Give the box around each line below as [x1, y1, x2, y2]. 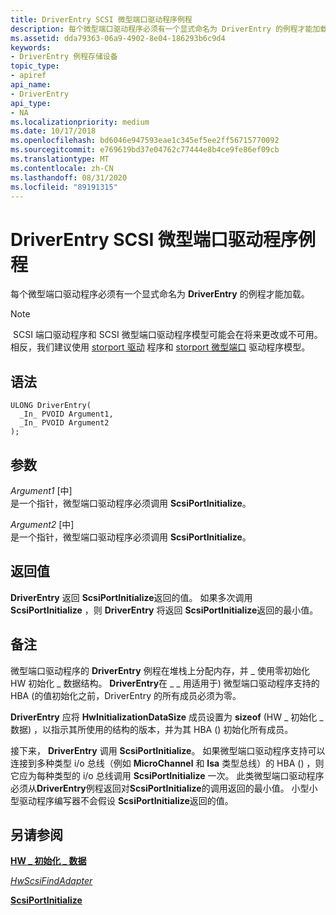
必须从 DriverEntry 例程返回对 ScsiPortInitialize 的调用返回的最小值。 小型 [10, 782, 310, 794]
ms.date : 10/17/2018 [10, 126, 97, 136]
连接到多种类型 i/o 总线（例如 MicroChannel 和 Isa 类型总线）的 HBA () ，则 [10, 757, 325, 769]
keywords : [10, 42, 52, 53]
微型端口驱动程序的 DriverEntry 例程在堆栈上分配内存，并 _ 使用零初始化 [10, 664, 310, 676]
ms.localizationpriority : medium [10, 117, 150, 127]
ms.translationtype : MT [10, 154, 110, 164]
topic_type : [10, 61, 60, 71]
